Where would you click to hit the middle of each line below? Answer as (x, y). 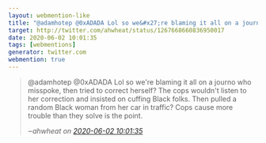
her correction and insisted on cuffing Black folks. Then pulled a (132, 99)
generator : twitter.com (47, 52)
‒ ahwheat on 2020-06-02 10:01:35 (85, 130)
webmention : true (37, 60)
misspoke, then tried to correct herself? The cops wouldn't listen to (137, 90)
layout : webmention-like (49, 15)
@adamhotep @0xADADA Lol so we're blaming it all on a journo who (139, 82)
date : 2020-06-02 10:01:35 (53, 38)
